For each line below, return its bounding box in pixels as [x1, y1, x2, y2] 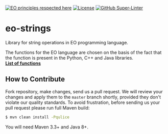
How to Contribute [5, 75, 65, 84]
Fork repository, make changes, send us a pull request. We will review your [5, 88, 163, 94]
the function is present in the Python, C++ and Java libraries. [5, 55, 134, 61]
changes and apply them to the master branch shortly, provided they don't [5, 94, 161, 100]
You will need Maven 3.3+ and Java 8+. [5, 124, 88, 130]
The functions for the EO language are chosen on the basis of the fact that [5, 49, 162, 56]
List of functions [5, 60, 41, 66]
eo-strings [5, 23, 51, 34]
